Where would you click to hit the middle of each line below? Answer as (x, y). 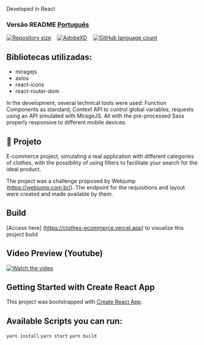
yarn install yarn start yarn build (51, 336)
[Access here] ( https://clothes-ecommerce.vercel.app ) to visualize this (95, 227)
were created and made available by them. (60, 194)
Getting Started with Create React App (81, 287)
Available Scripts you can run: (65, 321)
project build (22, 234)
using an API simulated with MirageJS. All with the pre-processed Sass (95, 116)
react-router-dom (37, 91)
